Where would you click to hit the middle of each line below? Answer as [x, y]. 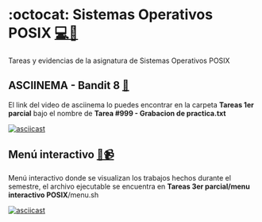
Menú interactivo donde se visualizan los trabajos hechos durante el [120, 177]
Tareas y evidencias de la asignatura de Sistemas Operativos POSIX [119, 60]
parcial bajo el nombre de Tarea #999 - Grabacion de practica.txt [117, 113]
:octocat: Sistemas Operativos [110, 15]
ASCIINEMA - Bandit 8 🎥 [69, 86]
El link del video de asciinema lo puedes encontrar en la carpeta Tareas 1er [131, 104]
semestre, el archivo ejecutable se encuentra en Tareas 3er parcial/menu [129, 186]
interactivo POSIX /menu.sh [54, 195]
